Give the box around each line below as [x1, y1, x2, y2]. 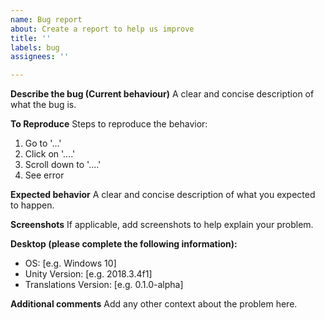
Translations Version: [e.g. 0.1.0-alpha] [24, 279, 184, 291]
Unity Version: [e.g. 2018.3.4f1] [24, 268, 153, 280]
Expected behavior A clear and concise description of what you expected [10, 189, 316, 201]
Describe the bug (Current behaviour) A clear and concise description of [10, 88, 315, 100]
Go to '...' [24, 137, 62, 150]
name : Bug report [10, 14, 83, 25]
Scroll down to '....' [24, 159, 102, 171]
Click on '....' [24, 148, 76, 160]
